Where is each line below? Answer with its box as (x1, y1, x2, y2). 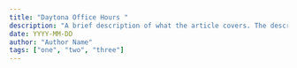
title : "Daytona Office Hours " (9, 12, 128, 22)
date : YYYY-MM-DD (9, 29, 73, 38)
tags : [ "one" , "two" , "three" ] (9, 46, 125, 55)
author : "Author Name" (9, 37, 93, 47)
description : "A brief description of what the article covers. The (9, 21, 267, 30)
